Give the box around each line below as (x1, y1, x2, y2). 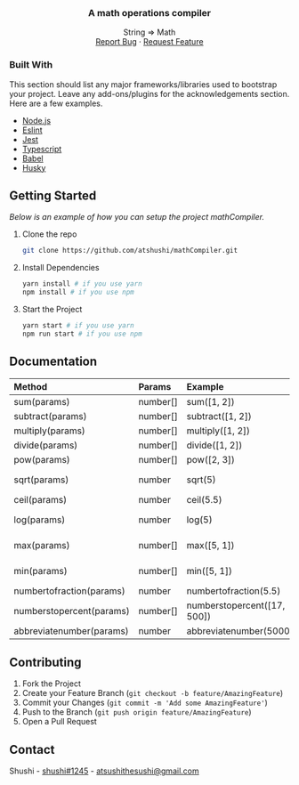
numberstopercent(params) (13, 604, 131, 617)
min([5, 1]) (186, 564, 233, 577)
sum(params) (13, 395, 70, 408)
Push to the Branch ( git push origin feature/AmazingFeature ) (21, 707, 252, 717)
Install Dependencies (21, 263, 100, 273)
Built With (9, 59, 53, 71)
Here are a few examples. (9, 98, 103, 109)
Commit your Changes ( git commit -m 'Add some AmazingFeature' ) (21, 697, 269, 708)
